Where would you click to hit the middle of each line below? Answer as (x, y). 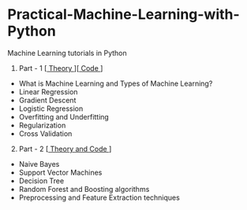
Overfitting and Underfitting (64, 116)
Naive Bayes (39, 164)
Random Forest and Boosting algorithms (84, 189)
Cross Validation (45, 133)
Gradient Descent (47, 100)
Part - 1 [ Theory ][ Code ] (61, 68)
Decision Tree (41, 181)
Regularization (42, 125)
